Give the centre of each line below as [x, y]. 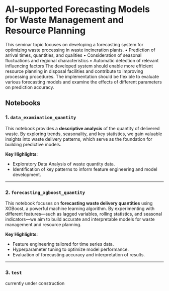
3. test [14, 272]
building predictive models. [33, 144]
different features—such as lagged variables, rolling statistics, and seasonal [84, 214]
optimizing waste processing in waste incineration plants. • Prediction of [80, 50]
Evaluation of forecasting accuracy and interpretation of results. [78, 254]
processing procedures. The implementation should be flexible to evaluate [82, 76]
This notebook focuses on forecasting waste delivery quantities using [79, 203]
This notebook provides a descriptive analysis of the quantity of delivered [82, 128]
